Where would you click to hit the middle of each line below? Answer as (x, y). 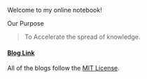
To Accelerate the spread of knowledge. (82, 37)
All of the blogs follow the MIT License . (64, 68)
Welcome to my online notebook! (55, 10)
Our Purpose (26, 23)
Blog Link (21, 53)
